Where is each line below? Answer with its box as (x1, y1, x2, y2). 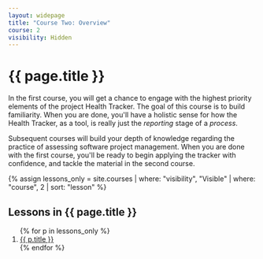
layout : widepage (8, 11, 65, 20)
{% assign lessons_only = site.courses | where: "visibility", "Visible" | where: (8, 174, 256, 183)
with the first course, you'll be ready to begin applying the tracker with (8, 150, 236, 160)
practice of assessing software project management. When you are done (8, 142, 246, 152)
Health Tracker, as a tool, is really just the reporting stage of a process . (8, 119, 239, 128)
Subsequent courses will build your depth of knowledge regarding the (8, 134, 235, 143)
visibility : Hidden (8, 33, 72, 42)
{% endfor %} (19, 243, 65, 252)
